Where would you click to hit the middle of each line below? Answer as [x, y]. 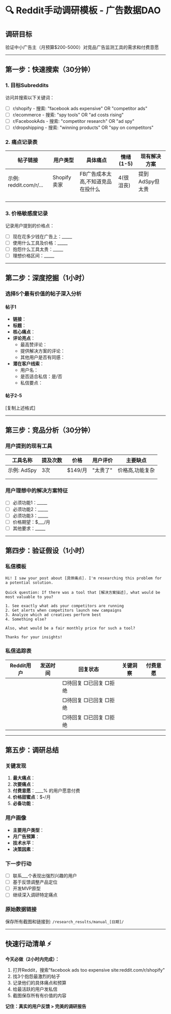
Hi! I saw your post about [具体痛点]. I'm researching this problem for [83, 578]
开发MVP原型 [27, 889]
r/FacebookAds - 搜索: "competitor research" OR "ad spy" [74, 121]
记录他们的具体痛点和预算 [39, 983]
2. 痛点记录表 [21, 142]
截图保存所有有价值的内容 [39, 996]
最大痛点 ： [24, 778]
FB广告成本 [93, 174]
